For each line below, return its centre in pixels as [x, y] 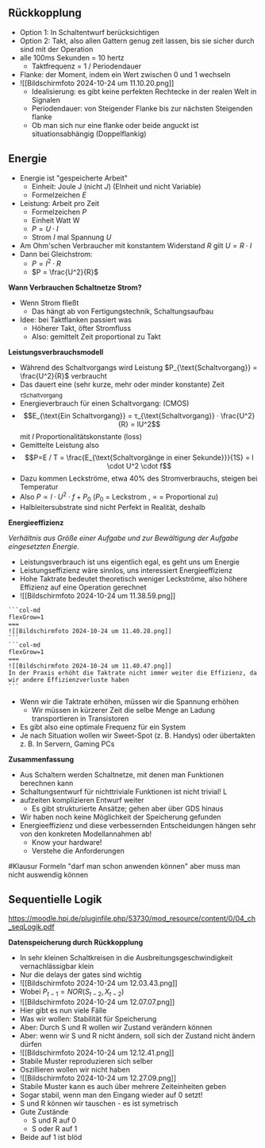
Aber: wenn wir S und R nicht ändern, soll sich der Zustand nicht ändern [137, 1036]
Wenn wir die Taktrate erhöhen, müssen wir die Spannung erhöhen [129, 701]
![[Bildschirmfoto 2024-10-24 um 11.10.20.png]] [97, 83]
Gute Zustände [44, 1112]
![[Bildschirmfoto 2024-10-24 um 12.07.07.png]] [97, 1002]
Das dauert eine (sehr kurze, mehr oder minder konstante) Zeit [122, 384]
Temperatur [39, 487]
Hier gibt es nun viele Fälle [63, 1010]
